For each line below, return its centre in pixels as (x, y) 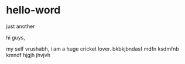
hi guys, (16, 37)
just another (20, 26)
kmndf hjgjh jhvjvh (28, 55)
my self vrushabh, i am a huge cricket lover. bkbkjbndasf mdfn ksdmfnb (93, 49)
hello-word (33, 10)
